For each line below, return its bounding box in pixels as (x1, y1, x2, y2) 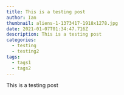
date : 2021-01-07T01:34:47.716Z (6, 25, 88, 32)
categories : (6, 37, 36, 43)
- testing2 (12, 48, 40, 54)
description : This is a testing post (6, 31, 102, 38)
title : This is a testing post (6, 8, 86, 15)
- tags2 (12, 65, 32, 71)
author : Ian (6, 15, 36, 21)
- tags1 (12, 59, 32, 65)
